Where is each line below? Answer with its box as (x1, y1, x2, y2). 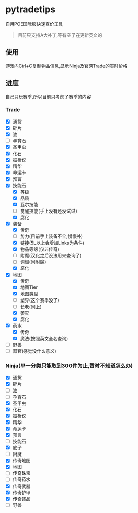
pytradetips (5, 4, 56, 15)
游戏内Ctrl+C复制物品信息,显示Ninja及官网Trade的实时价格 (5, 63, 128, 69)
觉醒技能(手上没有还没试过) (20, 207, 77, 214)
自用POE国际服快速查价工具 (5, 21, 63, 27)
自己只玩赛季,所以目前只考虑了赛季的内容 (5, 93, 91, 100)
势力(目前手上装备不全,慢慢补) (20, 233, 83, 239)
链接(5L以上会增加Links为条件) (20, 240, 85, 246)
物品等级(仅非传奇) (20, 246, 59, 252)
